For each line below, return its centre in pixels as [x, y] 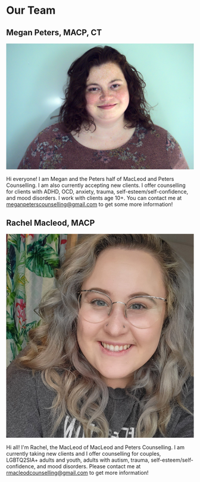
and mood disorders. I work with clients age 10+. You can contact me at [94, 198]
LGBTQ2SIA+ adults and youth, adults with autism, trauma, [78, 460]
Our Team [31, 10]
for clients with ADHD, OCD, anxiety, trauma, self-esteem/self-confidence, [97, 191]
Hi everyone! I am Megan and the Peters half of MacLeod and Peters [90, 179]
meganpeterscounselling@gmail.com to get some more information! [90, 204]
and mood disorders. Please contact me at [89, 466]
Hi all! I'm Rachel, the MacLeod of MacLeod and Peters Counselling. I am [95, 447]
